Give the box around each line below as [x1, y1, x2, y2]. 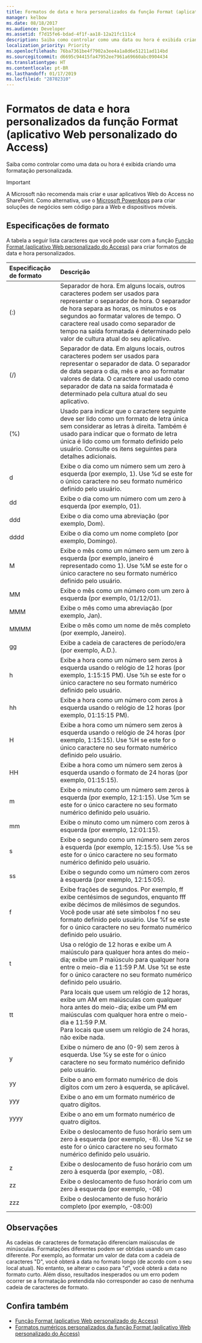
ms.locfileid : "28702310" [6, 76, 71, 82]
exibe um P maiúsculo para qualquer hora [72, 955, 189, 963]
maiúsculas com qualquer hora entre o [60, 1010, 169, 1019]
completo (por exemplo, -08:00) [60, 1202, 153, 1210]
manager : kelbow [6, 14, 47, 21]
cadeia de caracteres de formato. [6, 1283, 89, 1290]
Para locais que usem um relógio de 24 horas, [60, 1026, 190, 1034]
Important [6, 179, 31, 186]
